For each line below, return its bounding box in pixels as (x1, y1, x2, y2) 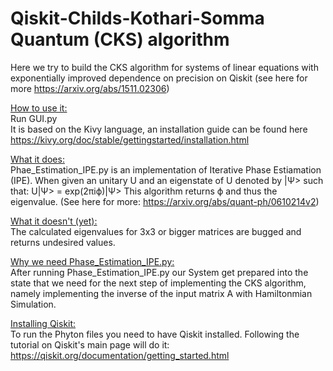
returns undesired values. (10, 236, 116, 248)
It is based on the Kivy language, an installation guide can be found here (10, 123, 308, 135)
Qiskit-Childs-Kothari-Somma (10, 7, 265, 30)
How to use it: (10, 102, 68, 114)
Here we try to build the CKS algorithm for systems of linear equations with (10, 61, 319, 73)
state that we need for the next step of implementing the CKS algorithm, (10, 277, 307, 289)
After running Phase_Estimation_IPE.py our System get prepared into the (10, 266, 309, 278)
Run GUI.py (10, 112, 58, 124)
